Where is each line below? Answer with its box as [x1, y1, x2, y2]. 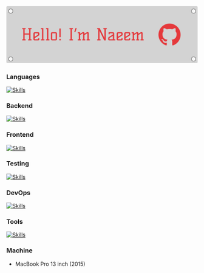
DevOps [6, 188, 31, 197]
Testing [6, 159, 29, 168]
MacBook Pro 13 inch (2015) [15, 260, 86, 268]
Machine [6, 246, 33, 255]
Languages [6, 72, 41, 81]
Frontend [6, 131, 34, 139]
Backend [6, 101, 33, 109]
